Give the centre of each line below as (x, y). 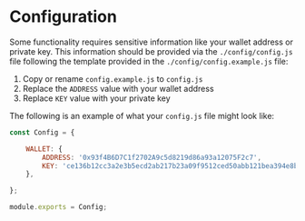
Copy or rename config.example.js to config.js (113, 78)
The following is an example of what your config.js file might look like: (142, 116)
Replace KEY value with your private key (96, 98)
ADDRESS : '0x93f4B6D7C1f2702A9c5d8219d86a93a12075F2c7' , (152, 157)
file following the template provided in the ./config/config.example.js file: (149, 61)
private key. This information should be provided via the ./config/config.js (151, 51)
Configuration (64, 17)
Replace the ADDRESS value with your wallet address (118, 88)
